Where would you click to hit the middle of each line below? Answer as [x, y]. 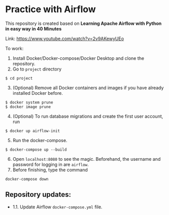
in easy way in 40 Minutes [33, 28]
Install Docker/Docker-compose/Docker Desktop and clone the [78, 58]
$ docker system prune [29, 102]
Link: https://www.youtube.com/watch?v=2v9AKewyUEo [65, 39]
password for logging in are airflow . [50, 164]
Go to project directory [37, 69]
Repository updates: [38, 194]
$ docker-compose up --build [36, 150]
